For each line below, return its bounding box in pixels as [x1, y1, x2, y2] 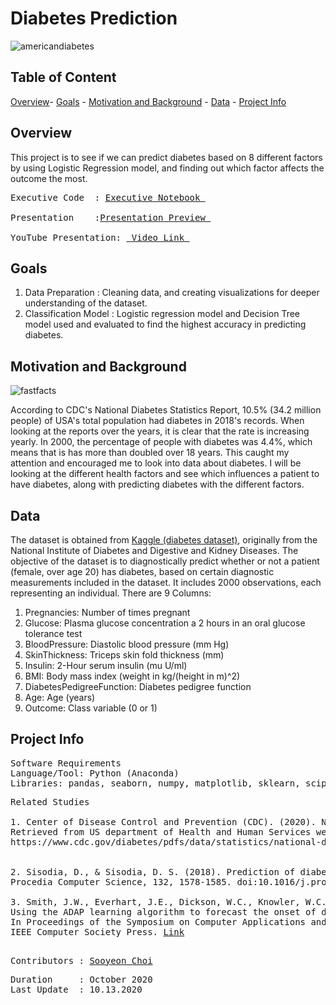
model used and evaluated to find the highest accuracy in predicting [24, 318, 307, 331]
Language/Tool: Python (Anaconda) [10, 767, 180, 779]
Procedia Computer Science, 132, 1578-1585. [10, 876, 233, 887]
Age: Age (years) [24, 692, 96, 703]
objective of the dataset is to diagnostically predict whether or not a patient [10, 555, 320, 567]
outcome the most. [10, 172, 88, 184]
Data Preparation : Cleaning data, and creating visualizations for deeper [24, 287, 320, 299]
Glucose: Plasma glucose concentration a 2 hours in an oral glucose [24, 617, 306, 629]
